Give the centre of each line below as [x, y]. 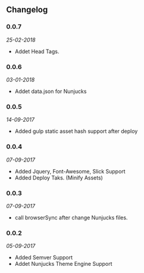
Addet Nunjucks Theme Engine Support [63, 264]
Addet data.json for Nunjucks [51, 91]
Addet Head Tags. [37, 51]
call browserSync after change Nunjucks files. [71, 218]
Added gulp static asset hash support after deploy [76, 131]
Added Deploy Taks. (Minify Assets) [59, 178]
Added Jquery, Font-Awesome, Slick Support [70, 171]
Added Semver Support [44, 258]
